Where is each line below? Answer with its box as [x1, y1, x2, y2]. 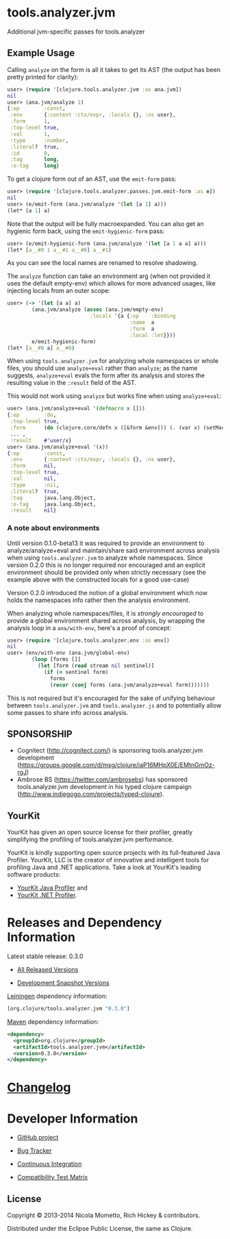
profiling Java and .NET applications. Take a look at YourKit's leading [7, 863, 202, 871]
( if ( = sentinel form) [43, 668, 109, 675]
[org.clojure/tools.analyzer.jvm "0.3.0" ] [7, 1005, 130, 1012]
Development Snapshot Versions [16, 979, 110, 987]
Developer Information [7, 1111, 138, 1126]
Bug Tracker [16, 1147, 52, 1155]
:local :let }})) [129, 331, 176, 338]
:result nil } [10, 507, 57, 514]
